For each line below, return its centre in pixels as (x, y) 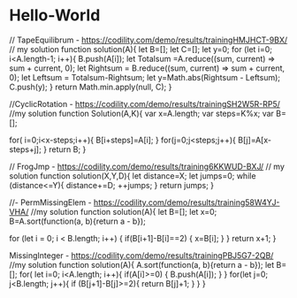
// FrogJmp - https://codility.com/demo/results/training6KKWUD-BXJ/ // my (147, 166)
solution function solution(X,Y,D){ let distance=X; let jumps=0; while (133, 176)
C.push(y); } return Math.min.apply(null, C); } (91, 87)
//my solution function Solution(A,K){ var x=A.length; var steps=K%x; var (141, 113)
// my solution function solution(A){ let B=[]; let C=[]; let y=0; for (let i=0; (141, 49)
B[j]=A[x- (255, 140)
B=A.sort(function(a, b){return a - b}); (77, 221)
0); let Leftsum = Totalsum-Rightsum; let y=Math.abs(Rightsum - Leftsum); (145, 77)
